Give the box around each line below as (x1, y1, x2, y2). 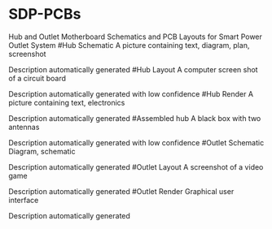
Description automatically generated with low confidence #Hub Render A (8, 89, 254, 98)
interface (8, 195, 39, 205)
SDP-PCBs (8, 5, 81, 24)
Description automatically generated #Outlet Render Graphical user (8, 186, 235, 196)
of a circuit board (8, 73, 67, 83)
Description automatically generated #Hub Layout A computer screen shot (8, 64, 258, 74)
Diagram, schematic (8, 146, 76, 156)
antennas (8, 122, 40, 132)
